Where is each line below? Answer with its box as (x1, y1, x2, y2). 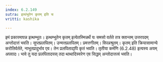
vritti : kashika (5, 16, 39, 21)
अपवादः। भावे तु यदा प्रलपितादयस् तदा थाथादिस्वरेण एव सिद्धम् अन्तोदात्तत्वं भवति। (5, 51, 132, 57)
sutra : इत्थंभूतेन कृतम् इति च (5, 12, 54, 17)
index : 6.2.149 (5, 7, 37, 12)
